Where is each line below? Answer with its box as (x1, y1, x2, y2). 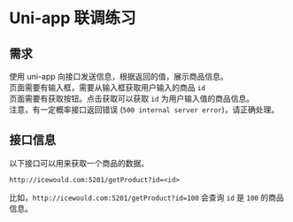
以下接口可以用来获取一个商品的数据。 (9, 157, 149, 168)
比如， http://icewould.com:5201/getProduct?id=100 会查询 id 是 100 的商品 (9, 192, 285, 203)
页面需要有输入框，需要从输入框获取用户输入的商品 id (9, 82, 206, 93)
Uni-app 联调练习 (9, 8, 136, 28)
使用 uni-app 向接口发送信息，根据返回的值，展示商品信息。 (9, 72, 228, 81)
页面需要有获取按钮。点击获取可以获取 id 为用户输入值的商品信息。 (9, 94, 255, 103)
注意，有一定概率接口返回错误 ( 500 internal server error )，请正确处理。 (9, 104, 280, 115)
